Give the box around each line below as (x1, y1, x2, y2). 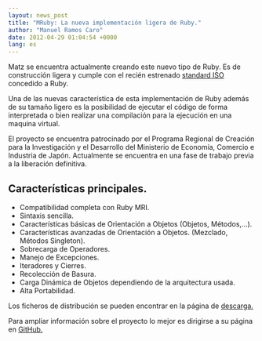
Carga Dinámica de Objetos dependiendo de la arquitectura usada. (19, 278, 235, 287)
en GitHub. (8, 325, 43, 334)
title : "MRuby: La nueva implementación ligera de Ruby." (8, 19, 202, 27)
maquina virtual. (8, 119, 60, 129)
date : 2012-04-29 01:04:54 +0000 (8, 33, 118, 42)
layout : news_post (8, 11, 68, 20)
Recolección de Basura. (19, 269, 96, 278)
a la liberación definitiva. (8, 159, 88, 169)
